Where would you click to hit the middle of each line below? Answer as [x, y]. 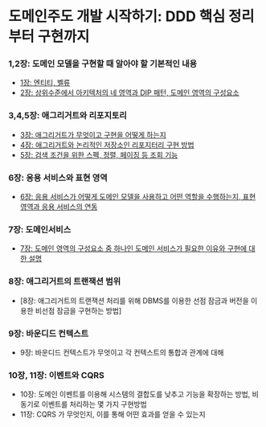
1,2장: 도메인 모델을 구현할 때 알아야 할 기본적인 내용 [103, 64]
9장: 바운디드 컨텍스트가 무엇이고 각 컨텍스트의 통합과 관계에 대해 [122, 352]
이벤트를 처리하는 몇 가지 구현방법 [94, 404]
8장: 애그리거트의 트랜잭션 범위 [65, 281]
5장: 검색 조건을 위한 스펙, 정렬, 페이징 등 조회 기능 [99, 154]
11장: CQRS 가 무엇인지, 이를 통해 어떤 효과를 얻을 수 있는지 [113, 414]
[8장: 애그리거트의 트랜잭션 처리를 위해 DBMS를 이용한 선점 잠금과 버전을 [134, 300]
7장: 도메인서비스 [40, 230]
